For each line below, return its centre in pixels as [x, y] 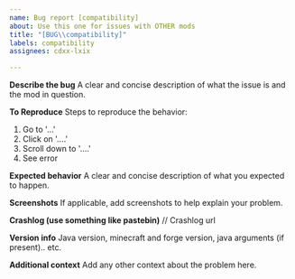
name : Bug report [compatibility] [74, 18]
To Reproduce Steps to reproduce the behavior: [98, 112]
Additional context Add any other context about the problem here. [133, 265]
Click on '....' [45, 139]
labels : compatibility [52, 43]
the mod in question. [47, 95]
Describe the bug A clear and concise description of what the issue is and [147, 85]
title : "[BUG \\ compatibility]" [68, 34]
